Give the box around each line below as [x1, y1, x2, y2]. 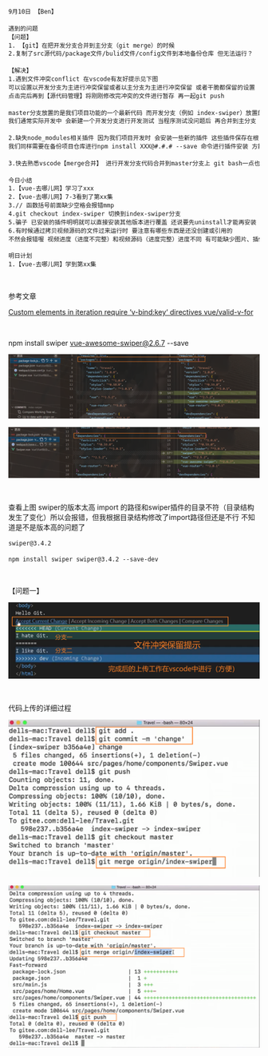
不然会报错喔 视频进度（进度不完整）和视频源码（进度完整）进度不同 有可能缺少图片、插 [8, 235, 259, 243]
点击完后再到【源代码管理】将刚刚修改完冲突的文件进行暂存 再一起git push [8, 92, 225, 100]
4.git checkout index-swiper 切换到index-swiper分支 [8, 210, 181, 218]
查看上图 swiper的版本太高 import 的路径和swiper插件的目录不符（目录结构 [8, 502, 254, 512]
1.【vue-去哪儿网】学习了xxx [8, 185, 94, 193]
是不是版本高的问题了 [14, 522, 85, 532]
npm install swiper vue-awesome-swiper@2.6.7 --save [8, 339, 189, 348]
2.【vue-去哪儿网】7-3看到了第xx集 [8, 193, 113, 201]
